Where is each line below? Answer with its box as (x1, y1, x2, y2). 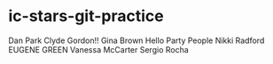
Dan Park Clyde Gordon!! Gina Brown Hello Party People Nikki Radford (8, 35, 265, 46)
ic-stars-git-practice (8, 6, 165, 26)
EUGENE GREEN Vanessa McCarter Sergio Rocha (8, 44, 190, 54)
